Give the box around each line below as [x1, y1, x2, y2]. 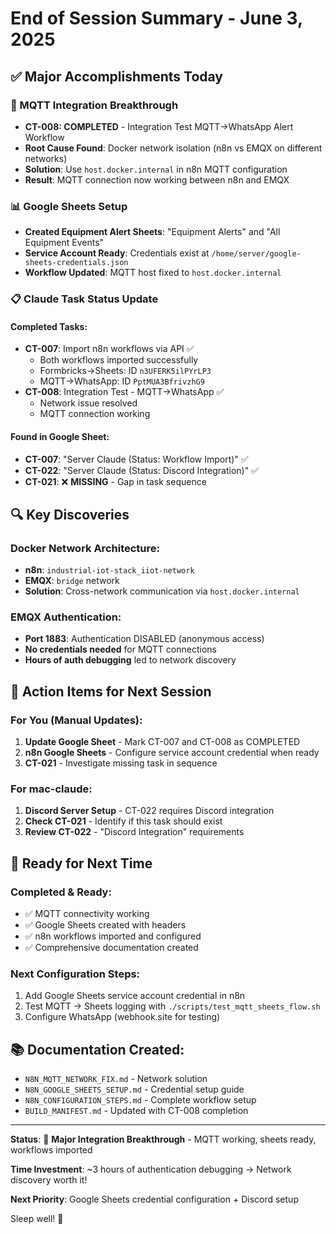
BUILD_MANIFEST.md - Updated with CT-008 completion [24, 1105, 249, 1117]
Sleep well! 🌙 [10, 1213, 64, 1225]
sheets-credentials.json [24, 258, 129, 268]
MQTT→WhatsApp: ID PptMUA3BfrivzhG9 [39, 375, 205, 387]
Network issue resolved [39, 397, 138, 409]
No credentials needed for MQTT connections [24, 643, 217, 656]
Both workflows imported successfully [39, 354, 199, 366]
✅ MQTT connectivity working [24, 908, 150, 920]
